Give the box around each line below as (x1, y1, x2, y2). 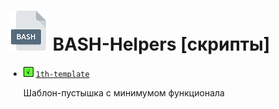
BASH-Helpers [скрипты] (52, 33, 271, 56)
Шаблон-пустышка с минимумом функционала (22, 86, 225, 99)
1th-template (35, 69, 90, 79)
